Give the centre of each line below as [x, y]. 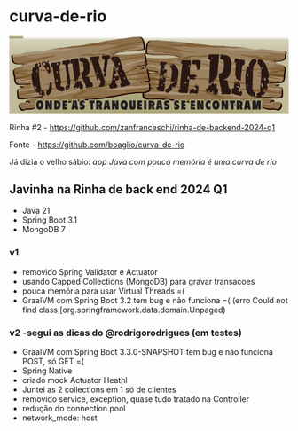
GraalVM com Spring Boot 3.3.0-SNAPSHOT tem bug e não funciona [147, 352]
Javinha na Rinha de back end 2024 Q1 [118, 189]
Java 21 [36, 211]
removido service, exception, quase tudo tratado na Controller [136, 399]
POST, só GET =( [53, 362]
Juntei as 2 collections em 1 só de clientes [99, 390]
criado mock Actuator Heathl [74, 380]
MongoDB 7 [44, 230]
